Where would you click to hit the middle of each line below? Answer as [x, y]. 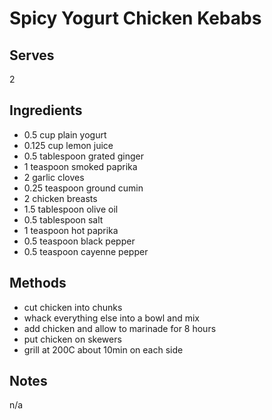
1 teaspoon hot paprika [71, 230]
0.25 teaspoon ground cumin [83, 188]
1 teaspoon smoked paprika [80, 166]
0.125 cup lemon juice [68, 145]
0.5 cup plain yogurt [65, 134]
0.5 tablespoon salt [63, 219]
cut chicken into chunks [73, 307]
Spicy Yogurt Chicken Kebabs [135, 18]
